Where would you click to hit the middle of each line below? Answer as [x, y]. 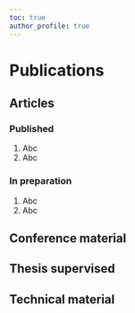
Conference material [68, 239]
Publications [57, 70]
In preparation [41, 181]
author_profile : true [50, 26]
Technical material [62, 299]
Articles [32, 104]
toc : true [28, 17]
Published [32, 129]
